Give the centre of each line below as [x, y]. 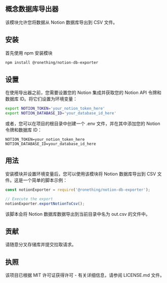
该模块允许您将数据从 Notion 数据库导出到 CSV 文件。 [61, 22]
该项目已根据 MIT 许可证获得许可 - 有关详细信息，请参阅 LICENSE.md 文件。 [85, 275]
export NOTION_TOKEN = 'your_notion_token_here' [55, 109]
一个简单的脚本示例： [45, 180]
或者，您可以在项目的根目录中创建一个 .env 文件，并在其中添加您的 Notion [83, 124]
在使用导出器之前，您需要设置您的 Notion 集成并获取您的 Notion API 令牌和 [83, 93]
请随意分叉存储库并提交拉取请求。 [41, 245]
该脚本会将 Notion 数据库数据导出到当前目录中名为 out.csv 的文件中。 [78, 214]
